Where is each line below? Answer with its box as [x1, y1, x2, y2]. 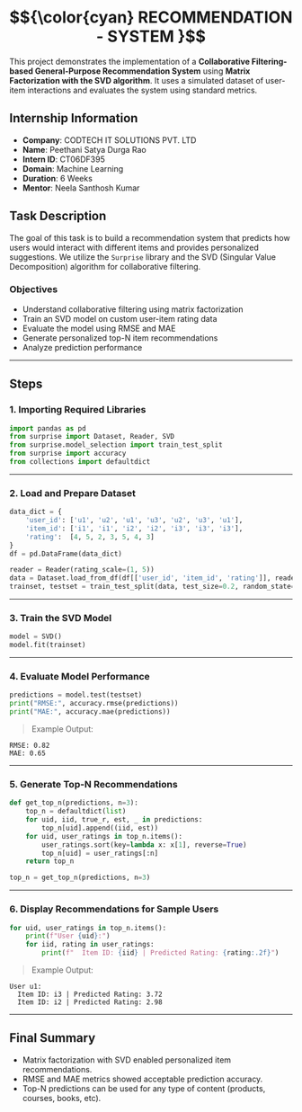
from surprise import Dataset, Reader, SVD [9, 432, 175, 441]
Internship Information [9, 111, 138, 126]
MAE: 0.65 [9, 749, 47, 758]
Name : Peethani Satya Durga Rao [22, 144, 147, 155]
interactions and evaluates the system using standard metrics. [27, 85, 258, 95]
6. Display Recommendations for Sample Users [9, 903, 219, 915]
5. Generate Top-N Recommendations [9, 778, 178, 790]
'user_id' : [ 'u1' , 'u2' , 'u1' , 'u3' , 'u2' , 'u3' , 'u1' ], [25, 516, 244, 525]
